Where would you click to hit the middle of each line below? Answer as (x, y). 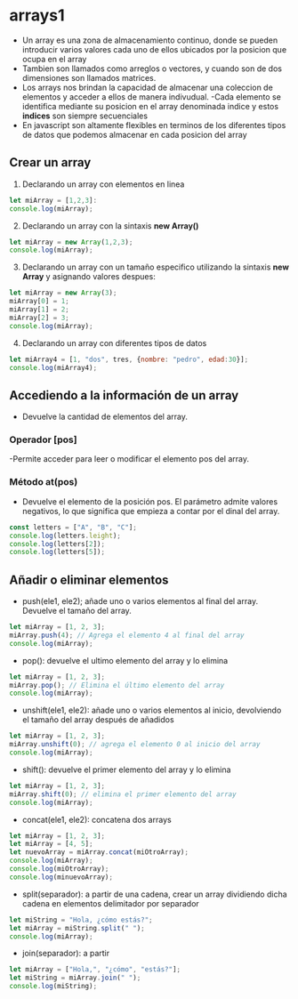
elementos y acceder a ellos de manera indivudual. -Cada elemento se (152, 97)
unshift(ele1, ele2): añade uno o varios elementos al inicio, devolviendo (152, 710)
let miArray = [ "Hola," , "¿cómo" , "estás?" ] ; (95, 970)
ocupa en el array (54, 59)
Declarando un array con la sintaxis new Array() (110, 226)
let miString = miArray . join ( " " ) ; (75, 978)
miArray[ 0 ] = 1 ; (39, 302)
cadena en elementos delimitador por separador (111, 903)
